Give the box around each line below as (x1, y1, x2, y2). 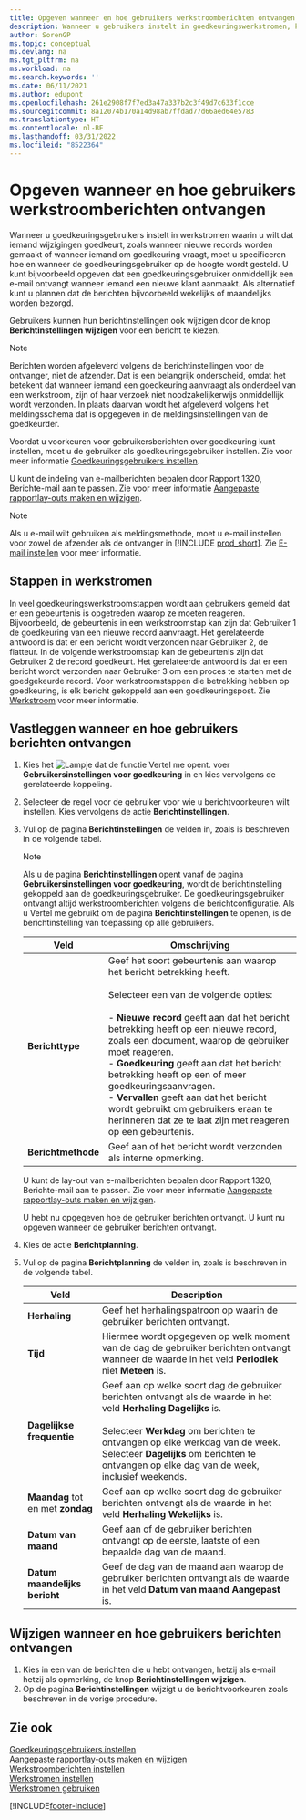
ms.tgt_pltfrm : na (9, 56, 79, 65)
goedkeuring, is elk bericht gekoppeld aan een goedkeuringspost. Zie (9, 685, 270, 696)
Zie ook (9, 1720, 53, 1735)
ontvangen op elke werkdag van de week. (101, 1436, 280, 1449)
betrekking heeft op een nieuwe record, (107, 1023, 278, 1035)
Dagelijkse (26, 1420, 75, 1432)
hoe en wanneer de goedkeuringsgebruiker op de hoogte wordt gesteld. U (9, 258, 289, 269)
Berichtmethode (26, 1146, 100, 1159)
